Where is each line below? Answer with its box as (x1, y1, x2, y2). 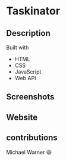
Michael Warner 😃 (6, 148, 52, 156)
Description (6, 28, 51, 38)
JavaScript (14, 68, 42, 75)
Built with (6, 44, 29, 51)
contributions (6, 133, 58, 143)
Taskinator (6, 4, 61, 18)
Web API (14, 75, 36, 81)
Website (6, 112, 37, 122)
